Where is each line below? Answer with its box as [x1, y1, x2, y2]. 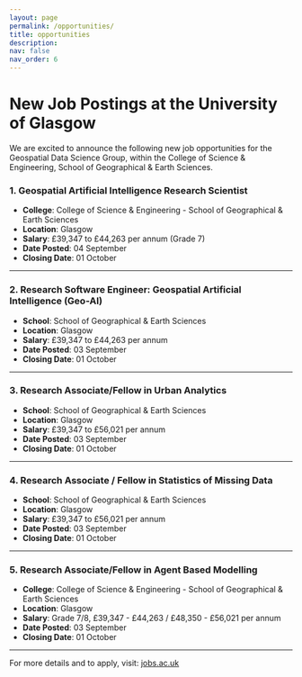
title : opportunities [9, 30, 91, 39]
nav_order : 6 [9, 55, 58, 64]
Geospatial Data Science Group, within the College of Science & [9, 152, 246, 163]
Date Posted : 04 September [22, 243, 128, 254]
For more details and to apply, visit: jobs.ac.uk [9, 658, 180, 669]
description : [9, 38, 58, 48]
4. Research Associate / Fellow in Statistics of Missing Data [9, 474, 273, 486]
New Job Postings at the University [9, 94, 279, 114]
